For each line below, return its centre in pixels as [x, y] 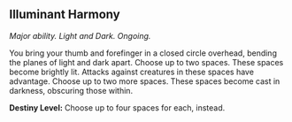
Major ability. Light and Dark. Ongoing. [80, 35]
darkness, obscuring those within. [71, 90]
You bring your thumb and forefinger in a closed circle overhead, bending [143, 53]
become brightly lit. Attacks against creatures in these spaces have [132, 72]
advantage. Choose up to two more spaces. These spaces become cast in [145, 81]
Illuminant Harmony [65, 15]
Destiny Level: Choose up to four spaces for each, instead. [117, 107]
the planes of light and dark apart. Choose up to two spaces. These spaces [146, 62]
